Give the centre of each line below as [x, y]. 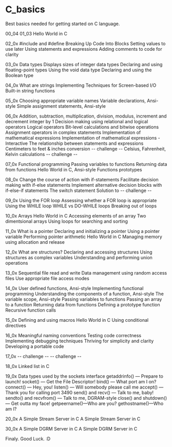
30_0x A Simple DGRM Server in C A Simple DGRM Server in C [71, 429]
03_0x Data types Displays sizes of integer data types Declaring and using [84, 64]
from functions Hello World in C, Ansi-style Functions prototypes [74, 169]
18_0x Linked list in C [27, 366]
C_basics [25, 9]
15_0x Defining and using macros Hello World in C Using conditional [77, 320]
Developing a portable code [35, 346]
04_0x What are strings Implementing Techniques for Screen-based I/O [81, 85]
